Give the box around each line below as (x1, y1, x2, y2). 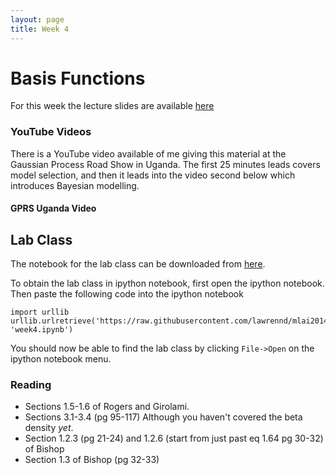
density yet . (24, 422, 74, 434)
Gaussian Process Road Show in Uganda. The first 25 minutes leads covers (10, 158, 321, 170)
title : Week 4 (10, 24, 70, 34)
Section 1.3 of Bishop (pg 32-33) (24, 454, 160, 466)
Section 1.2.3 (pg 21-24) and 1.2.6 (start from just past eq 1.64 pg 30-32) (24, 432, 324, 445)
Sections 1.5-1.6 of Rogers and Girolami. (24, 401, 190, 413)
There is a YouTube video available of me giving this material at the (10, 147, 287, 160)
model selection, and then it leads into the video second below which (10, 169, 296, 181)
